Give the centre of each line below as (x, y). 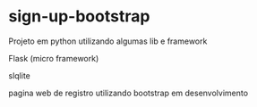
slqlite (19, 75)
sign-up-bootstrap (79, 16)
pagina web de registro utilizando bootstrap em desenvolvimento (128, 93)
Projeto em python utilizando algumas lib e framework (108, 41)
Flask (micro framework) (54, 58)
